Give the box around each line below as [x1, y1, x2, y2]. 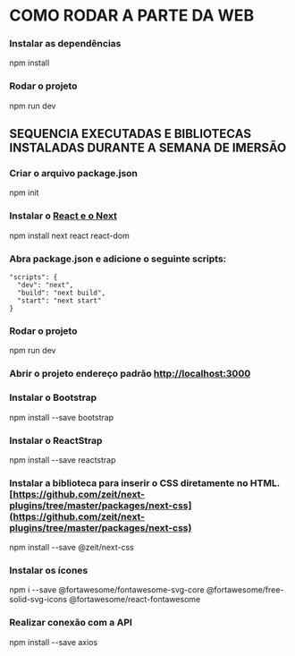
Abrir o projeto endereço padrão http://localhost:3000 [9, 368, 251, 380]
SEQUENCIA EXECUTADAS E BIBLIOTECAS [9, 126, 252, 141]
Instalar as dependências [9, 38, 122, 50]
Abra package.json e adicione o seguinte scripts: [9, 252, 227, 265]
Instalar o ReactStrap [9, 434, 103, 447]
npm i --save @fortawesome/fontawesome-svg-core [9, 584, 205, 595]
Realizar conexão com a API [9, 617, 132, 629]
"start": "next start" [17, 296, 102, 305]
